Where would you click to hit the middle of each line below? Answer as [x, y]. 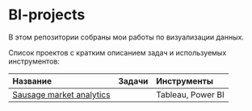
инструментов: [34, 61]
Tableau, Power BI [190, 94]
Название [32, 80]
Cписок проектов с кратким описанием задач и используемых [118, 52]
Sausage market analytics [61, 94]
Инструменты [185, 80]
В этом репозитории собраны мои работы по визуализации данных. [126, 37]
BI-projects [47, 15]
